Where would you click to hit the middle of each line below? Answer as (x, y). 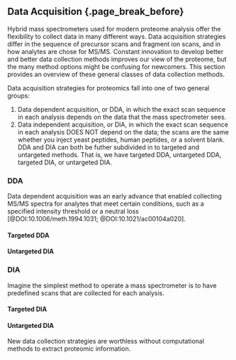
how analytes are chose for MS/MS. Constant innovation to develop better (116, 51)
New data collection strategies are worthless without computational (106, 342)
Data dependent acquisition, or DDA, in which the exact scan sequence (122, 109)
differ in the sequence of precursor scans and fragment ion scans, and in (114, 44)
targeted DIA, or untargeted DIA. (64, 162)
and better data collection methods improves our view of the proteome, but (117, 59)
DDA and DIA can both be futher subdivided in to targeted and (108, 147)
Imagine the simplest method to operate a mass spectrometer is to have (112, 285)
